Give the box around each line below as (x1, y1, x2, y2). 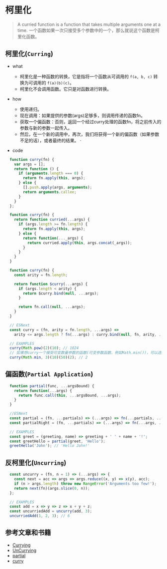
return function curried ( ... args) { (14, 217, 90, 222)
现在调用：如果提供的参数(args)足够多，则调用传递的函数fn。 (19, 112, 146, 118)
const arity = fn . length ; (14, 273, 68, 278)
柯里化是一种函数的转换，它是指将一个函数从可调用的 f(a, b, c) (19, 73, 153, 79)
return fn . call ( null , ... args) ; (18, 304, 85, 309)
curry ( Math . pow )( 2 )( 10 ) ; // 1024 (9, 345, 79, 351)
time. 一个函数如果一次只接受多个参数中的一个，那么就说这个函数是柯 (17, 27, 160, 33)
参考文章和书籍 (5, 529, 51, 537)
